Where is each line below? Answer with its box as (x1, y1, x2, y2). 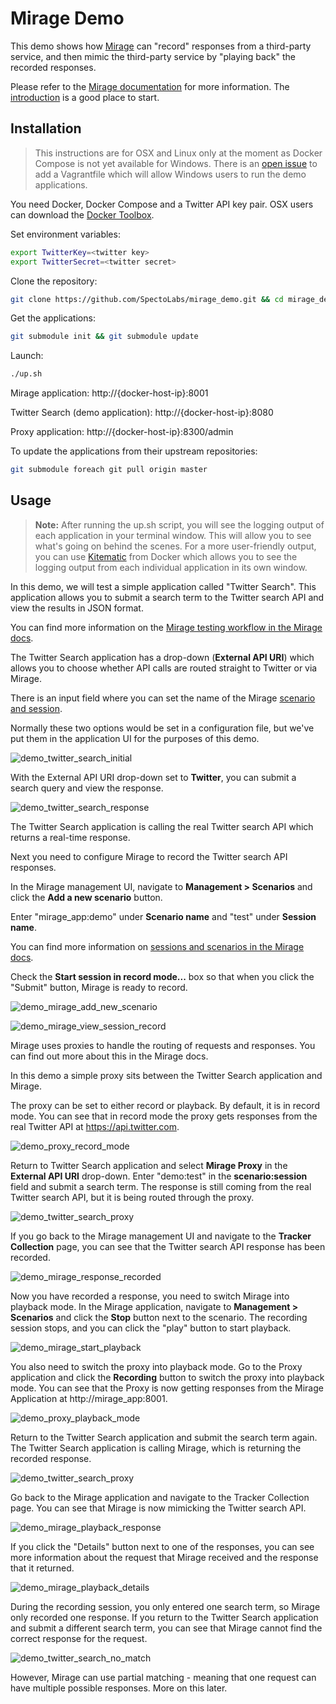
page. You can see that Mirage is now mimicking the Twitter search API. (10, 1502, 307, 1514)
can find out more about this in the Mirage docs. (10, 1050, 209, 1062)
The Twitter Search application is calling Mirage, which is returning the (10, 1442, 302, 1454)
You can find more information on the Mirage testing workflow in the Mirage (10, 621, 323, 633)
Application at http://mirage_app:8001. (10, 1392, 168, 1404)
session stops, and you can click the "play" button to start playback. (10, 1322, 292, 1334)
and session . (10, 702, 63, 714)
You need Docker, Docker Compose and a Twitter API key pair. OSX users (10, 198, 314, 210)
